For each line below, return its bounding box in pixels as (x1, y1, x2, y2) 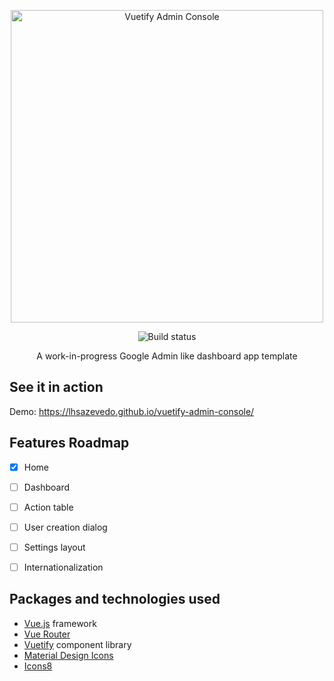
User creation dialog (23, 521, 108, 533)
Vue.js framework (23, 617, 97, 629)
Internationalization (23, 561, 104, 573)
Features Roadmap (9, 435, 130, 452)
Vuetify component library (23, 638, 132, 650)
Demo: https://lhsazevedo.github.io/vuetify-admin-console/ (9, 405, 255, 417)
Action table (23, 501, 74, 513)
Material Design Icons (23, 649, 114, 661)
